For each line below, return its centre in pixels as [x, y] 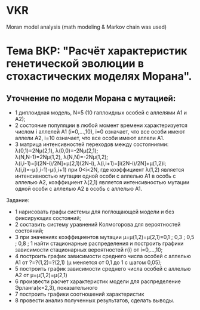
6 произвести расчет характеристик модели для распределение [98, 281]
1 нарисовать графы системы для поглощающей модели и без [94, 212]
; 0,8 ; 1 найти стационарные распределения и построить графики [99, 243]
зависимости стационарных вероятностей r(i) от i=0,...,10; [89, 249]
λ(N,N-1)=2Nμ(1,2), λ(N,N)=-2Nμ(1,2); [61, 157]
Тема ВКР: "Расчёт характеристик [97, 51]
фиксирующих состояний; [48, 218]
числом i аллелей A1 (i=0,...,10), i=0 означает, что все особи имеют [100, 131]
